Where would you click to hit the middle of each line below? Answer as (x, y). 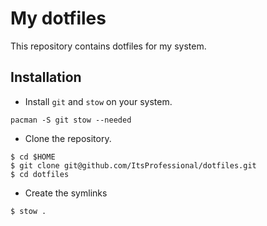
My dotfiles (58, 18)
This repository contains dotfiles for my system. (108, 46)
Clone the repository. (68, 138)
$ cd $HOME (33, 157)
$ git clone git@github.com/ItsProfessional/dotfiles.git (133, 165)
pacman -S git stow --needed (71, 120)
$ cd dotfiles (40, 174)
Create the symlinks (66, 193)
